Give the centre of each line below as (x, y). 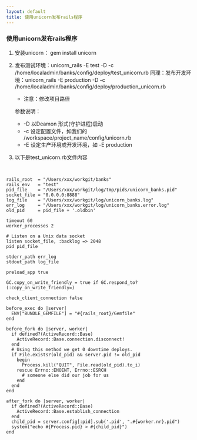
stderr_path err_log (31, 257)
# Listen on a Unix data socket (46, 236)
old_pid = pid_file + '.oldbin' (51, 210)
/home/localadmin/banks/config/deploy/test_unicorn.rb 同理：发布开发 (100, 72)
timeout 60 (19, 221)
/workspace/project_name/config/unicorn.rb (77, 138)
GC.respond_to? (119, 282)
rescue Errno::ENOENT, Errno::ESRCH (62, 370)
